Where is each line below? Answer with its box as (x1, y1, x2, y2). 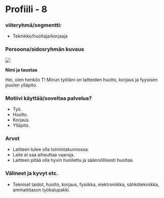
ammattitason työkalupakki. (12, 186, 70, 193)
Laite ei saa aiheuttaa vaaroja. (12, 152, 75, 158)
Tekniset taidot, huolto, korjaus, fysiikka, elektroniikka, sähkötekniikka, (12, 181, 159, 187)
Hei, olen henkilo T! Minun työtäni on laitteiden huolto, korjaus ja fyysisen (5, 76, 158, 83)
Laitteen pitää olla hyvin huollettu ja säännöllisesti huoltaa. (12, 157, 134, 163)
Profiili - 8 (5, 4, 48, 15)
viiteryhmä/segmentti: (5, 22, 62, 29)
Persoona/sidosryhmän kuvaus (5, 46, 85, 53)
